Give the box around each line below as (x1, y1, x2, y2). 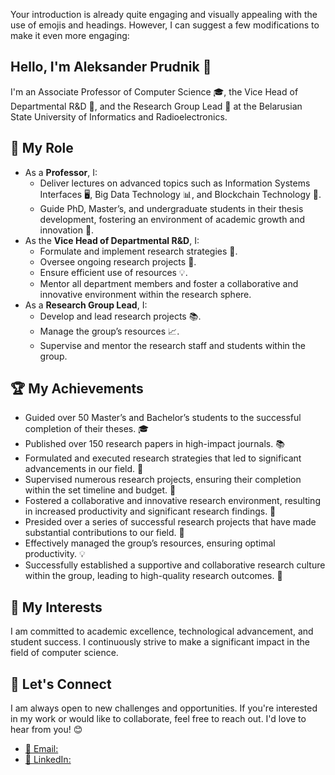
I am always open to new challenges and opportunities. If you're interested (10, 702, 318, 714)
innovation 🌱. (39, 224, 95, 236)
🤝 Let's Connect (10, 675, 112, 693)
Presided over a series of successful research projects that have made (24, 516, 317, 528)
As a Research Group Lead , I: (24, 299, 148, 311)
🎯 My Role (10, 140, 74, 157)
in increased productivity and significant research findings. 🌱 (24, 505, 277, 518)
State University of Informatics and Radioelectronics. (10, 110, 228, 123)
